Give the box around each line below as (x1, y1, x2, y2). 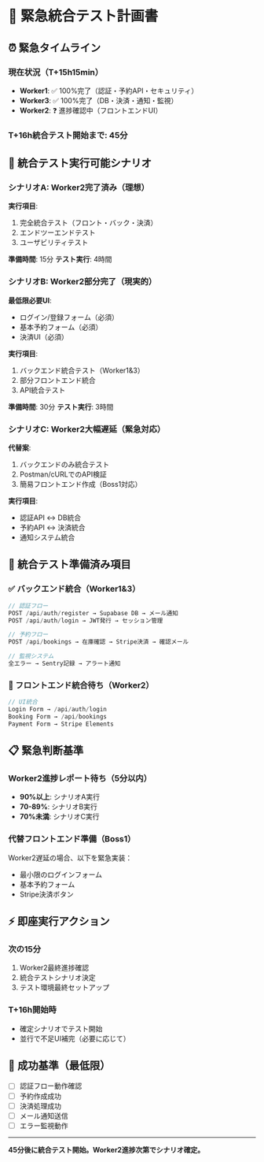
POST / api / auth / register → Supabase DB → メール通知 (8, 609, 178, 617)
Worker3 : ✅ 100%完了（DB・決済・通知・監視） (19, 95, 178, 105)
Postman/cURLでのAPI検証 (19, 470, 108, 479)
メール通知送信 (19, 1111, 68, 1120)
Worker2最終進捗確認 (19, 963, 90, 973)
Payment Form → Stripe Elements (8, 720, 114, 728)
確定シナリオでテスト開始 (19, 1023, 103, 1033)
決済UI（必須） (19, 332, 68, 341)
